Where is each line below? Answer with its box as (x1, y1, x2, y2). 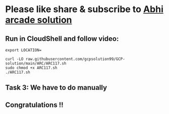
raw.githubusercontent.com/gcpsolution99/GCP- (25, 56, 125, 62)
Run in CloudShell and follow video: (5, 34, 119, 43)
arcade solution (5, 14, 72, 26)
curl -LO (5, 56, 24, 62)
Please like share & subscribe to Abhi (5, 4, 164, 15)
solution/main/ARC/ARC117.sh (5, 61, 67, 66)
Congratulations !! (5, 100, 64, 109)
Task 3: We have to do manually (5, 83, 107, 92)
